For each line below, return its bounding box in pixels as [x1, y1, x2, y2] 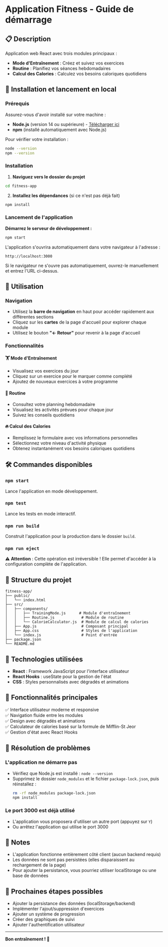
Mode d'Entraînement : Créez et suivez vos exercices [12, 60, 124, 66]
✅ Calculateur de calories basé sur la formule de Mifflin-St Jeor [5, 723, 136, 729]
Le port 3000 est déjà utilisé [5, 807, 75, 814]
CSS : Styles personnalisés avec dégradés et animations [12, 679, 129, 685]
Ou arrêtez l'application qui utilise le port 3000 [12, 823, 108, 829]
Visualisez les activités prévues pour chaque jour [12, 406, 114, 412]
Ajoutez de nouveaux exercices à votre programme [12, 378, 118, 384]
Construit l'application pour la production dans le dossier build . [5, 533, 136, 539]
